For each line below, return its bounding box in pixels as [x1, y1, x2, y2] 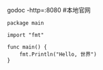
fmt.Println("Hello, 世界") [19, 51, 97, 58]
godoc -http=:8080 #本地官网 [7, 6, 91, 14]
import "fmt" [7, 32, 44, 38]
